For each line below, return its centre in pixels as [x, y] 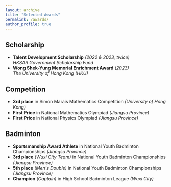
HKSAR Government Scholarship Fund [53, 63]
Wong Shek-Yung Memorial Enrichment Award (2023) [71, 68]
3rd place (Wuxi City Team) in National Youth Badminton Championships [89, 157]
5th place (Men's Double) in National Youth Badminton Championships [87, 168]
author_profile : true [28, 24]
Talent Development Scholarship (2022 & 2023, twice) [71, 57]
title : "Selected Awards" [33, 15]
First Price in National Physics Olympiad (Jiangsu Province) [76, 118]
